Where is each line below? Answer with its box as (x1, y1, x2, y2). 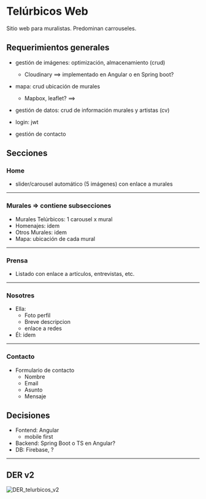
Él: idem (15, 331, 36, 339)
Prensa (6, 256, 28, 265)
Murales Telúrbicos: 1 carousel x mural (15, 215, 113, 222)
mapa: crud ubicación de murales (15, 82, 101, 90)
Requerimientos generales (6, 42, 110, 53)
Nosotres (6, 291, 35, 299)
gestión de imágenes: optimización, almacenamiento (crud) (15, 58, 166, 66)
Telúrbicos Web (6, 4, 89, 18)
